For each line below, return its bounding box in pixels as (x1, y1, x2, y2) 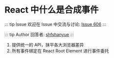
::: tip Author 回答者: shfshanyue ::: (4, 31, 74, 37)
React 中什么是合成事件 (4, 4, 99, 15)
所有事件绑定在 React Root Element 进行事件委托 (11, 48, 109, 54)
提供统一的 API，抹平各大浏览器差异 (11, 42, 84, 47)
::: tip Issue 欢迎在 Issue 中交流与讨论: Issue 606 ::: (4, 21, 107, 27)
